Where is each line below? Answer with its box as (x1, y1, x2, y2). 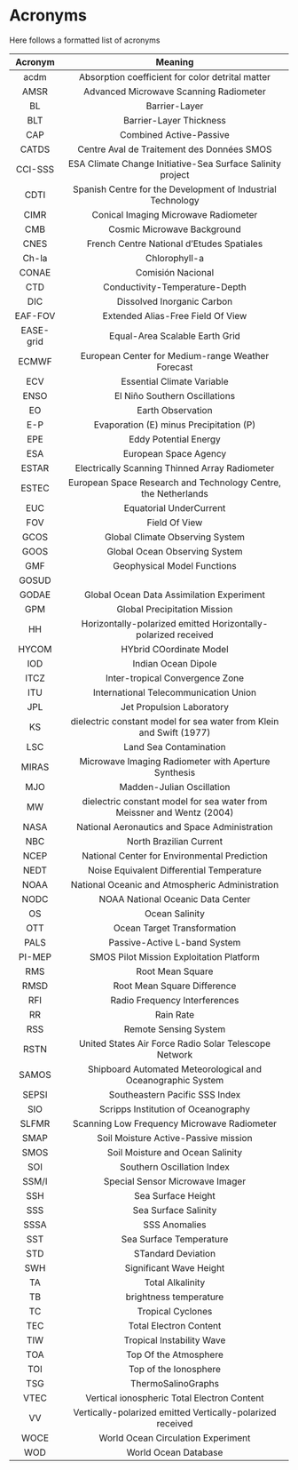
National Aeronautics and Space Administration (76, 820, 273, 833)
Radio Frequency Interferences (110, 994, 239, 1006)
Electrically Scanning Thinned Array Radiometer (74, 461, 275, 474)
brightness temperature (125, 1290, 224, 1303)
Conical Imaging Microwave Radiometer (91, 208, 258, 220)
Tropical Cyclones (137, 1305, 213, 1317)
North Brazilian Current (126, 835, 223, 847)
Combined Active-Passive (119, 128, 231, 140)
